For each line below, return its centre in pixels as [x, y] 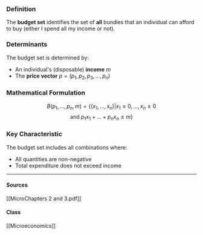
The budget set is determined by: [48, 58]
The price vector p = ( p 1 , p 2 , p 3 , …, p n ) [63, 76]
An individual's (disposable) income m [63, 69]
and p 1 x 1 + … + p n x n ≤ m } [101, 118]
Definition [21, 9]
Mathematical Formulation [46, 93]
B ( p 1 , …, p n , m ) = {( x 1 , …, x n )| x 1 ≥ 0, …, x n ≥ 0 [101, 107]
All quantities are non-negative [53, 159]
